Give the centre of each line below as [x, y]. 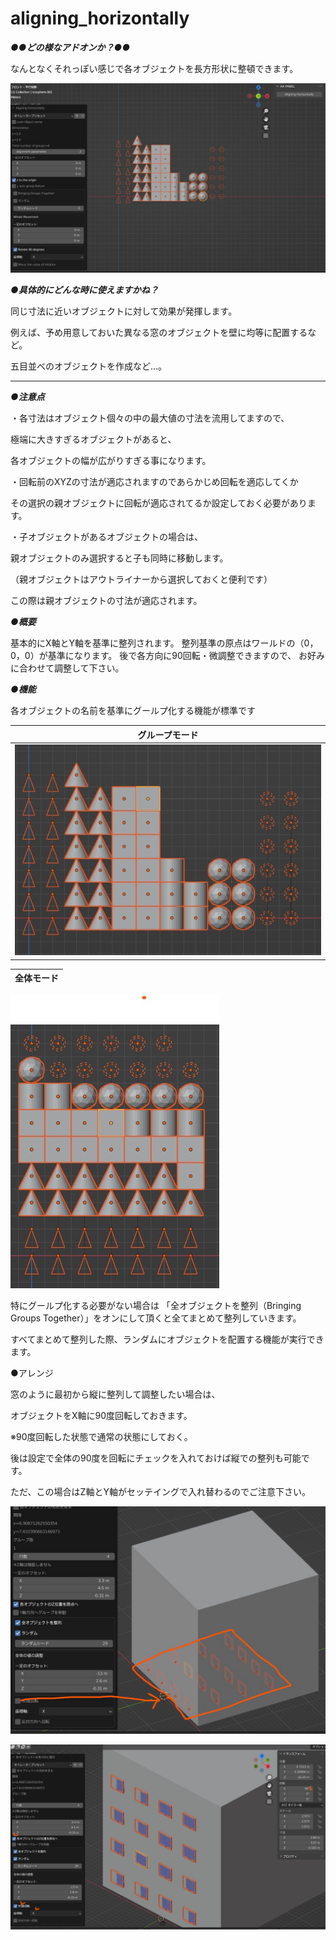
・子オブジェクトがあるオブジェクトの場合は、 [106, 537]
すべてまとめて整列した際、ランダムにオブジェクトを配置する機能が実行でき [167, 1339]
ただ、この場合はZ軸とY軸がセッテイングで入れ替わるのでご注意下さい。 [160, 1491]
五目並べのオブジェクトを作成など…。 [89, 366]
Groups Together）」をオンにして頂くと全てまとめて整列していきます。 [156, 1318]
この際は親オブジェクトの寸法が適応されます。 [106, 601]
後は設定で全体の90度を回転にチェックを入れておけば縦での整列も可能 [156, 1458]
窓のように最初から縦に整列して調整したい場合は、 [115, 1394]
